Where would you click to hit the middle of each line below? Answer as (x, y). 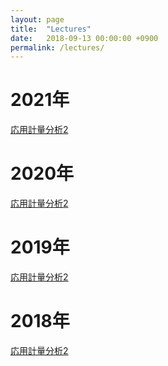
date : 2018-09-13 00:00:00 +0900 (84, 38)
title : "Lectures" (51, 29)
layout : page (37, 19)
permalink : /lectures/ (57, 47)
